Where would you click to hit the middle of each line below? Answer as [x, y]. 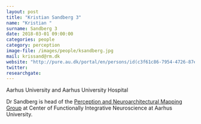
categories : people [31, 40]
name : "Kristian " [29, 23]
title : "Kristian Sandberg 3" [44, 17]
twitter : [17, 67]
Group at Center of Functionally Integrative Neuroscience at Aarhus [89, 108]
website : [17, 62]
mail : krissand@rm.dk [33, 56]
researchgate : [24, 73]
